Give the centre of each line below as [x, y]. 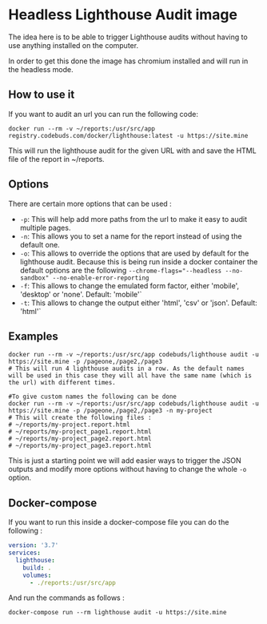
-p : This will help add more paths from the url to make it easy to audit [133, 219]
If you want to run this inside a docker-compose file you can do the [119, 522]
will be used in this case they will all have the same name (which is [130, 376]
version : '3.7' [34, 545]
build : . [37, 568]
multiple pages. [45, 227]
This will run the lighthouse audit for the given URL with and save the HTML [133, 151]
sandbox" [34, 278]
